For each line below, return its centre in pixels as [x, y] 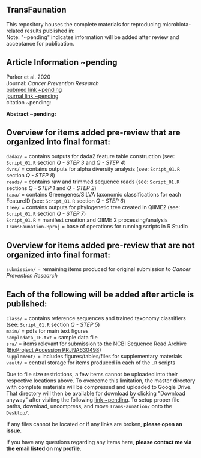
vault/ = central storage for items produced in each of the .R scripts [91, 363]
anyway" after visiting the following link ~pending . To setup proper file [93, 400]
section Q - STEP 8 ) [31, 176]
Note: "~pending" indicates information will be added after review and [93, 37]
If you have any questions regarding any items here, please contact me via [99, 442]
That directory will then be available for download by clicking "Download [96, 394]
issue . [14, 430]
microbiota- [176, 24]
